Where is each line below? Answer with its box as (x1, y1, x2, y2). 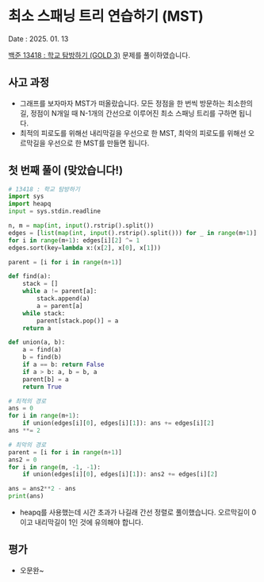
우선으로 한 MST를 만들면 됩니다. (47, 138, 150, 148)
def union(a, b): (8, 338, 66, 346)
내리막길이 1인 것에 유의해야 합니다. (34, 518, 144, 527)
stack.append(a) (36, 295, 90, 303)
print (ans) (8, 492, 44, 500)
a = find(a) (22, 346, 62, 354)
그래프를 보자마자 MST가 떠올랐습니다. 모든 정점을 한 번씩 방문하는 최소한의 (19, 98, 254, 108)
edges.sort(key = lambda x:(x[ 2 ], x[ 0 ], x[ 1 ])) (8, 244, 161, 252)
